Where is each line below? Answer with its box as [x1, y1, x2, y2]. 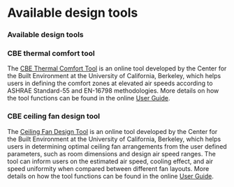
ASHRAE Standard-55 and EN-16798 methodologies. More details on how [7, 87, 219, 95]
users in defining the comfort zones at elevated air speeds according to [7, 79, 213, 88]
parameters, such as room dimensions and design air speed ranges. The [7, 149, 217, 158]
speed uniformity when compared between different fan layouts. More [7, 164, 210, 172]
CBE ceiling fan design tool [7, 112, 100, 121]
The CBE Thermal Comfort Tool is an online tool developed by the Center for [7, 64, 227, 73]
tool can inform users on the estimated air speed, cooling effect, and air [7, 157, 214, 165]
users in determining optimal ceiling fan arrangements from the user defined [7, 142, 227, 151]
